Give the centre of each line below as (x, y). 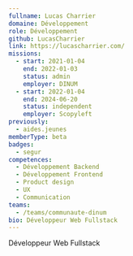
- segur (29, 152)
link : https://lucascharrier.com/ (67, 46)
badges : (21, 144)
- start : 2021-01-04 (50, 62)
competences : (30, 159)
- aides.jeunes (41, 129)
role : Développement (43, 31)
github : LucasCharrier (47, 39)
